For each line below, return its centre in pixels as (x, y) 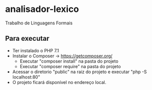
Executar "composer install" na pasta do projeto (69, 61)
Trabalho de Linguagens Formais (39, 23)
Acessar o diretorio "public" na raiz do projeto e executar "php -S (79, 72)
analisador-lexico (42, 9)
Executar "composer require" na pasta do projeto (70, 66)
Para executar (27, 39)
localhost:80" (26, 77)
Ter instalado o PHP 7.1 (36, 50)
